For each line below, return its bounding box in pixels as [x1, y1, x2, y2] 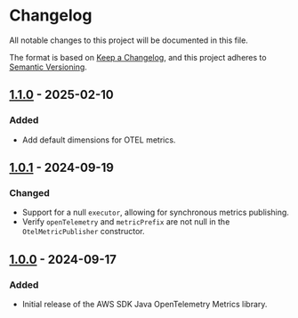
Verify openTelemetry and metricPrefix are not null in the [21, 216, 230, 227]
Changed [9, 186, 51, 199]
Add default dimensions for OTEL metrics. [21, 135, 176, 145]
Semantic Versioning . [9, 61, 87, 72]
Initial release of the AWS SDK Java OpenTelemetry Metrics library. [21, 299, 268, 309]
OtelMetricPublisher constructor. [21, 226, 145, 237]
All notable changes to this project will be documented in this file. [9, 35, 249, 45]
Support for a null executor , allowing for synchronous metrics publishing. [21, 207, 289, 218]
